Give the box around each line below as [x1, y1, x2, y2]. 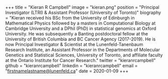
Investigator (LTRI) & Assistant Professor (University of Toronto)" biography [5, 9, 161, 15]
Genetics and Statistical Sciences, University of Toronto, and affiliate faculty [5, 52, 163, 58]
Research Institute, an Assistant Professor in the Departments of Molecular [5, 47, 160, 52]
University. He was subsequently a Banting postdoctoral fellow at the [5, 31, 148, 36]
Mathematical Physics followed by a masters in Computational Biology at [5, 20, 156, 26]
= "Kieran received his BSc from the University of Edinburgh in [5, 15, 135, 20]
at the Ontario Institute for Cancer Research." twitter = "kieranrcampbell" [5, 57, 156, 63]
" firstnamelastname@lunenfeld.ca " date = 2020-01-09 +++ [5, 68, 129, 74]
